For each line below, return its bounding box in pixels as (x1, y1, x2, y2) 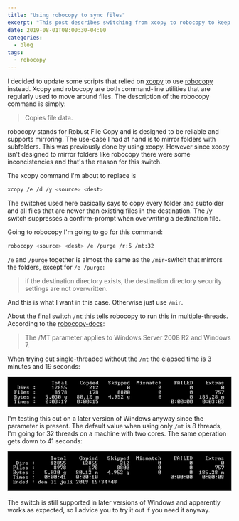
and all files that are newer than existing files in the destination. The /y (7, 206, 213, 215)
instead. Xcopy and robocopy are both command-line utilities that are (7, 84, 211, 93)
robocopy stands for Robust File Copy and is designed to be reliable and (7, 127, 219, 135)
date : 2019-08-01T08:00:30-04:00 (7, 26, 107, 33)
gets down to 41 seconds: (7, 437, 83, 446)
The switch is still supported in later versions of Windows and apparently (7, 498, 221, 507)
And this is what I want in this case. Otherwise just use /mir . (7, 298, 184, 306)
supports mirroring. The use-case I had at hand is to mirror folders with (7, 135, 216, 143)
